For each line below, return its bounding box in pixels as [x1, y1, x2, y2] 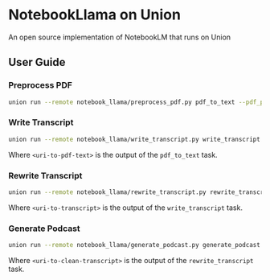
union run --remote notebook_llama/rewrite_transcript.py [8, 187, 207, 196]
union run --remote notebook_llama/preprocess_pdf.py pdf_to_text [8, 98, 235, 106]
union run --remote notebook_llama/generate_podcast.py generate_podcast [8, 241, 261, 249]
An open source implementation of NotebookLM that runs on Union [8, 32, 231, 42]
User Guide [8, 56, 66, 69]
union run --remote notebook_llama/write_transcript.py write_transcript [8, 135, 261, 143]
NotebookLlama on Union [8, 6, 181, 24]
